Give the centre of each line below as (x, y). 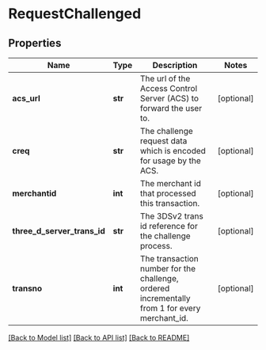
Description (175, 65)
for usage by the (170, 161)
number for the (168, 268)
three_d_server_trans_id (59, 231)
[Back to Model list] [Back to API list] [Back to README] (99, 338)
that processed (168, 193)
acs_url (27, 98)
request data (163, 141)
